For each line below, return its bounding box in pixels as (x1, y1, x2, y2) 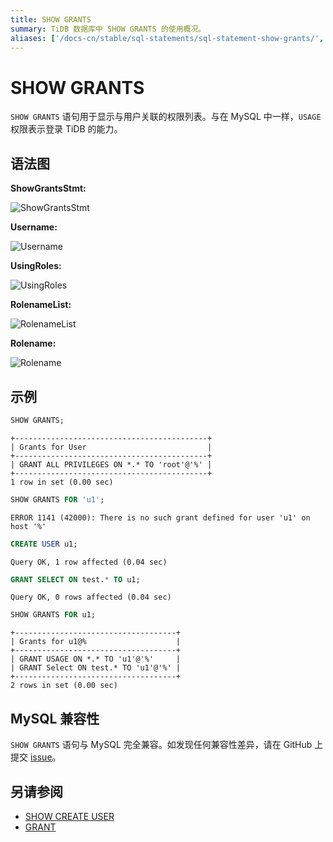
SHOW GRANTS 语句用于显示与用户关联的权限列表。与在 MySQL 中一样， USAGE (10, 111, 322, 123)
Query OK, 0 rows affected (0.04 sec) (10, 592, 172, 603)
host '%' (10, 521, 47, 531)
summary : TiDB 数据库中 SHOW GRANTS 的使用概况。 (10, 24, 207, 34)
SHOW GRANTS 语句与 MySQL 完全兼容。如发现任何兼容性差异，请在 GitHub (10, 739, 313, 751)
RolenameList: (10, 299, 72, 311)
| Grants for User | (10, 442, 213, 452)
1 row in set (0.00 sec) (10, 477, 114, 487)
